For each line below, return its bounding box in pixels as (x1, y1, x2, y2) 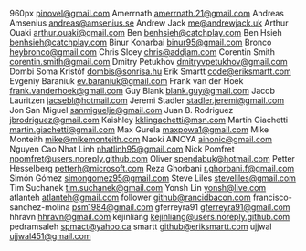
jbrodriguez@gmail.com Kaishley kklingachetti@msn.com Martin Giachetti (9, 114, 289, 125)
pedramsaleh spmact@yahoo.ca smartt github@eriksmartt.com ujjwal (9, 221, 272, 232)
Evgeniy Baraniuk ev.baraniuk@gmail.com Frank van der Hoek (9, 76, 244, 86)
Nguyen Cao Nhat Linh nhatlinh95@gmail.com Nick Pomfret (9, 143, 235, 154)
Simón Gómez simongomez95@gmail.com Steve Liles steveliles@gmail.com (9, 173, 297, 183)
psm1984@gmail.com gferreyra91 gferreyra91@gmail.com (71, 202, 290, 213)
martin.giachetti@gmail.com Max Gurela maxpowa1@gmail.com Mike (9, 124, 269, 135)
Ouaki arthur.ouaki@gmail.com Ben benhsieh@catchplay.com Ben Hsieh (9, 27, 282, 37)
